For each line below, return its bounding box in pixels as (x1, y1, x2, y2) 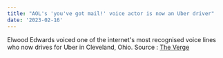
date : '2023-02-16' (7, 17, 64, 23)
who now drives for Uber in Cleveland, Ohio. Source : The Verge (7, 43, 190, 51)
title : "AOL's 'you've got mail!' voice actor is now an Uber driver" (7, 10, 215, 17)
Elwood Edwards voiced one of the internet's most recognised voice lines (7, 35, 216, 43)
